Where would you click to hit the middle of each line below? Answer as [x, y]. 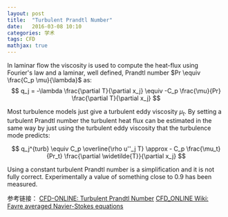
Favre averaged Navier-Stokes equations [65, 206]
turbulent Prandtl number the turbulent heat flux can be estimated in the [110, 120]
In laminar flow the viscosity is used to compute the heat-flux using [103, 65]
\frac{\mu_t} [203, 149]
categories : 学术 [31, 33]
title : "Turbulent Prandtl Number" [60, 20]
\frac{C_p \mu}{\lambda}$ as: [49, 80]
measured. [22, 184]
